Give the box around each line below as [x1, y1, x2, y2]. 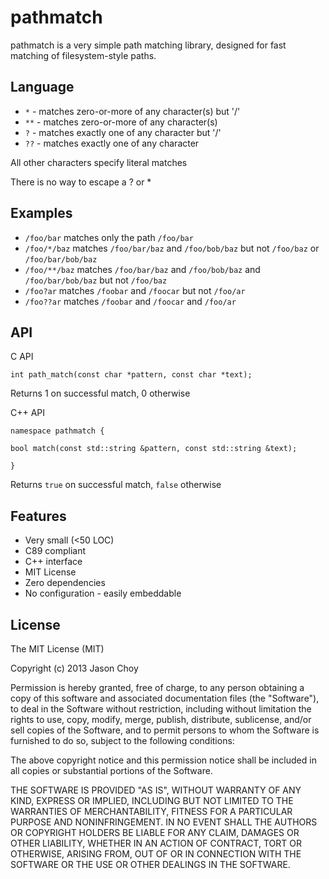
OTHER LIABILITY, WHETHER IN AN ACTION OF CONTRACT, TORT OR [10, 837, 302, 849]
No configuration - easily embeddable [24, 587, 182, 600]
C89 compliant [24, 545, 87, 557]
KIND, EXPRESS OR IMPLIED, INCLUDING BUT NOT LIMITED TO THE [10, 795, 294, 806]
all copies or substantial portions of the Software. [10, 765, 213, 776]
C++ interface [24, 556, 83, 568]
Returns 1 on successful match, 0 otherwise [10, 387, 191, 400]
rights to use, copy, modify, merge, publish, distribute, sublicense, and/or [10, 714, 312, 725]
